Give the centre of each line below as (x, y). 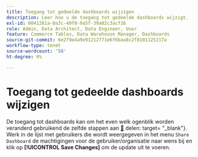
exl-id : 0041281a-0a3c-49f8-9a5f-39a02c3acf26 (66, 23)
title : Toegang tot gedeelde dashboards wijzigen (70, 12)
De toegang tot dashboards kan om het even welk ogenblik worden (90, 121)
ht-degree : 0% (24, 57)
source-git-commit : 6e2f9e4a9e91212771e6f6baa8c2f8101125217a (87, 40)
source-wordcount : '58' (36, 51)
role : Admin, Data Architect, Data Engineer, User (72, 29)
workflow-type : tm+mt (34, 46)
